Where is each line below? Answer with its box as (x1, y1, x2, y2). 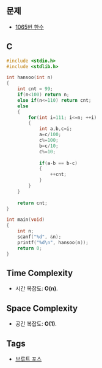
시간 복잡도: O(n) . (15, 285, 58, 293)
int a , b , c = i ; (38, 126, 72, 132)
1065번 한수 (15, 23, 44, 31)
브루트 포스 (15, 355, 42, 362)
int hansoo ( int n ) (6, 74, 53, 81)
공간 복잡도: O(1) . (15, 320, 57, 328)
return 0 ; (17, 245, 43, 251)
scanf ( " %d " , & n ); (17, 234, 62, 240)
